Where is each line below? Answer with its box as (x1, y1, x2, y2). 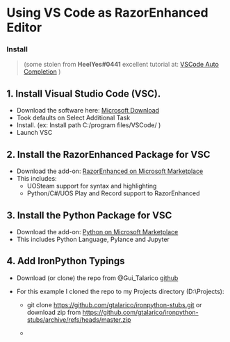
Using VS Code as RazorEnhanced (6, 5, 209, 21)
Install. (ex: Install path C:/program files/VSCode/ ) (16, 121, 161, 129)
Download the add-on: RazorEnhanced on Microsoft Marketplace (16, 167, 204, 175)
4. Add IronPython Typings (6, 255, 126, 267)
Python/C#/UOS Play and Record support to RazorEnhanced (26, 189, 200, 197)
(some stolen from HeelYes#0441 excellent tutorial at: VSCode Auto (23, 60, 220, 69)
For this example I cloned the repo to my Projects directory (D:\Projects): (16, 287, 224, 295)
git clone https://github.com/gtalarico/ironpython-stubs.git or (26, 300, 202, 309)
